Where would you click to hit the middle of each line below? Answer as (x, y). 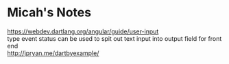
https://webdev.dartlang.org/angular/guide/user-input (83, 31)
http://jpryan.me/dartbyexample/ (53, 53)
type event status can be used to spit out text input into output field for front (114, 38)
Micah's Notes (49, 13)
